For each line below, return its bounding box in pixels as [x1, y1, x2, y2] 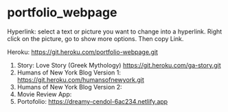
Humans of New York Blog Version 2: [16, 83, 122, 91]
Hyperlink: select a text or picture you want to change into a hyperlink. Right [7, 27, 223, 36]
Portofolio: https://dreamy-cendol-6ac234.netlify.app [16, 97, 168, 105]
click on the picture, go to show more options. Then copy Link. [7, 34, 184, 42]
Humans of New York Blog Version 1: [16, 68, 122, 76]
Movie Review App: [16, 90, 72, 98]
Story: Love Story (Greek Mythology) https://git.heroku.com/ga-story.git [16, 61, 221, 69]
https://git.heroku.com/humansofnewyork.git [16, 75, 144, 83]
